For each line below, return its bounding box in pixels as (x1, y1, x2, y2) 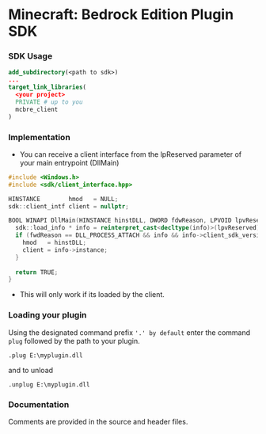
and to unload (8, 365, 54, 375)
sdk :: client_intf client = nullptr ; (8, 202, 129, 211)
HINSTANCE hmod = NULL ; (8, 195, 119, 203)
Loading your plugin (8, 310, 87, 321)
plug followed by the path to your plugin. (8, 336, 140, 345)
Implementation (8, 131, 71, 143)
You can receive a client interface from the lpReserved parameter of (19, 149, 242, 159)
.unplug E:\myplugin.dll (8, 380, 90, 389)
